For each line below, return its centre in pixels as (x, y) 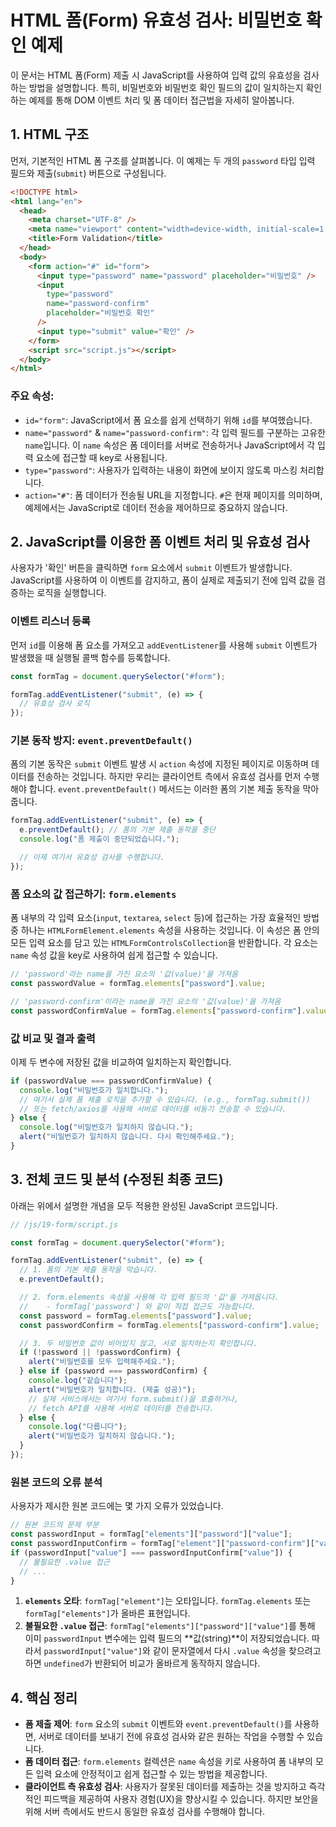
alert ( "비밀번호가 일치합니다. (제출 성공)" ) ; (112, 1389)
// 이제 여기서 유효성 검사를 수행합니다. (92, 857)
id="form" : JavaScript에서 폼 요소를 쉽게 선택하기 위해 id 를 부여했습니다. (168, 420)
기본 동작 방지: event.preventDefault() (101, 741)
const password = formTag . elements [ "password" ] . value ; (136, 1316)
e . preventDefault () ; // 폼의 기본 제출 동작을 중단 (118, 830)
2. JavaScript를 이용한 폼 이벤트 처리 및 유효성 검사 (160, 541)
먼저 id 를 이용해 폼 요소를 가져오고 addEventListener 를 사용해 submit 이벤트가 (164, 645)
